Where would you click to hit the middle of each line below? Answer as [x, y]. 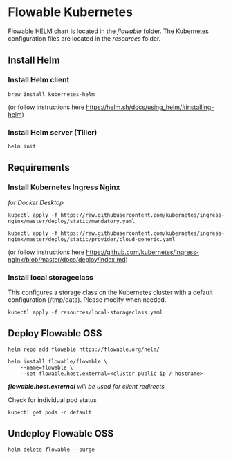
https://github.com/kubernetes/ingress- [143, 252]
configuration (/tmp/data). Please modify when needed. [87, 299]
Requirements [39, 167]
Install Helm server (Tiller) [53, 132]
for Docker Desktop [36, 202]
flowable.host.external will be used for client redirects [86, 386]
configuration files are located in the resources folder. [84, 38]
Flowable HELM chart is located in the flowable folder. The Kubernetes [109, 31]
